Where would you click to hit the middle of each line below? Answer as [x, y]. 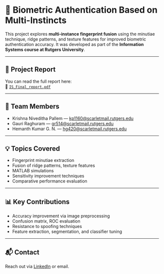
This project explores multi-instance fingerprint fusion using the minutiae [80, 34]
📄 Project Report [31, 70]
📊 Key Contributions [37, 202]
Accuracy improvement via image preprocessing [61, 216]
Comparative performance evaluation [50, 181]
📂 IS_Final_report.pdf [28, 86]
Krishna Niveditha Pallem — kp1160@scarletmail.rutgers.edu [73, 118]
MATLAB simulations [33, 171]
